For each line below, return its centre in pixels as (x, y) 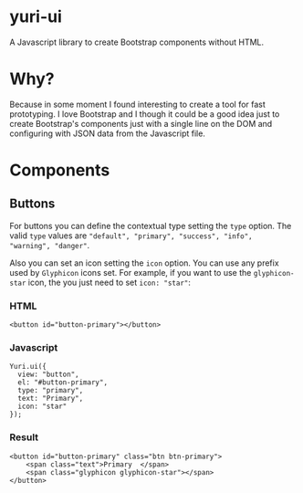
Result (24, 437)
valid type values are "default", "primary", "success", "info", (131, 236)
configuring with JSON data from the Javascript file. (107, 133)
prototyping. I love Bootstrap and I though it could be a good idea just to (145, 114)
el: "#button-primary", (63, 383)
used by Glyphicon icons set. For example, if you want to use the (131, 272)
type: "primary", (51, 391)
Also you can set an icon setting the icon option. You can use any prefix (145, 263)
